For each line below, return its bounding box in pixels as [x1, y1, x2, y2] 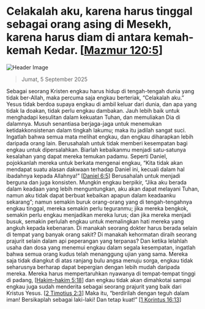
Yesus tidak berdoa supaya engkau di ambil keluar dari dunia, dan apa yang [6, 100, 197, 108]
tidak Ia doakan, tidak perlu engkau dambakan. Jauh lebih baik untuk [6, 107, 180, 114]
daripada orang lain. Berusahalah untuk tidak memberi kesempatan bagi [6, 139, 188, 147]
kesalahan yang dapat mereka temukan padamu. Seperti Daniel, [6, 152, 168, 160]
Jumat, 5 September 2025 [21, 75, 88, 83]
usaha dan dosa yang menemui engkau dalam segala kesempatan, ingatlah [6, 243, 196, 251]
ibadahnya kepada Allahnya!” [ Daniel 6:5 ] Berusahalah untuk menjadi [6, 172, 181, 179]
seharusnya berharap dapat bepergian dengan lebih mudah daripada [6, 263, 181, 270]
